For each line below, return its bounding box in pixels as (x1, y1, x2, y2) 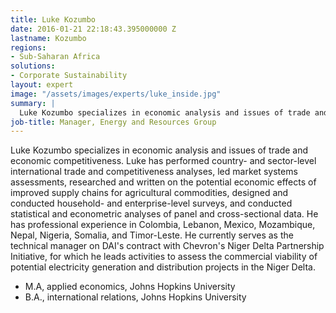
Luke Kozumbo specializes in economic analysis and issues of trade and (10, 144, 309, 156)
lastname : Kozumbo (10, 33, 87, 43)
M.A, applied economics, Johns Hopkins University (24, 281, 236, 293)
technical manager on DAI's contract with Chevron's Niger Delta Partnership (10, 240, 325, 252)
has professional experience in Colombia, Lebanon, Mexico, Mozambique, (10, 219, 316, 231)
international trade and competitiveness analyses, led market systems (10, 166, 298, 178)
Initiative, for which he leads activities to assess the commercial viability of (10, 251, 318, 263)
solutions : (10, 61, 56, 71)
